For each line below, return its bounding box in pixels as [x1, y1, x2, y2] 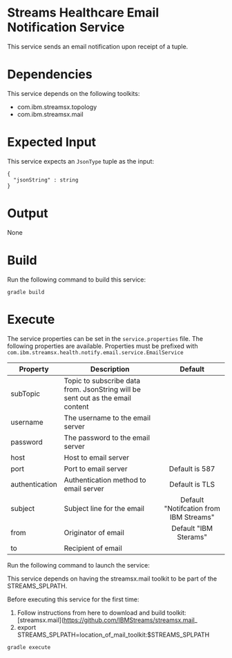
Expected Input [7, 135, 97, 150]
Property [19, 364, 50, 374]
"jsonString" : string [13, 176, 79, 184]
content [64, 402, 89, 412]
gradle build [7, 289, 45, 296]
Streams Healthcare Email [7, 5, 159, 21]
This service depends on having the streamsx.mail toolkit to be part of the [7, 574, 217, 583]
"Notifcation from [164, 503, 221, 513]
